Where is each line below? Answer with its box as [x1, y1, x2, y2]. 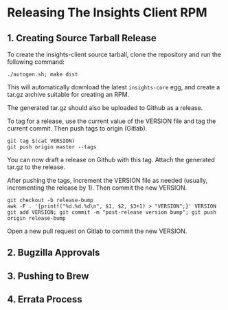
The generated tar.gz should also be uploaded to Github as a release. [7, 104, 203, 111]
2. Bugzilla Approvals [7, 247, 100, 258]
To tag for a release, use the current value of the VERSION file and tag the [7, 117, 216, 125]
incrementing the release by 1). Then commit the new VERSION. [7, 184, 187, 192]
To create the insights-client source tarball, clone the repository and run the [7, 50, 222, 58]
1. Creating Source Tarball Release [7, 32, 157, 44]
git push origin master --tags [7, 144, 97, 151]
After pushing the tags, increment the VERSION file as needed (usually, [7, 177, 208, 184]
